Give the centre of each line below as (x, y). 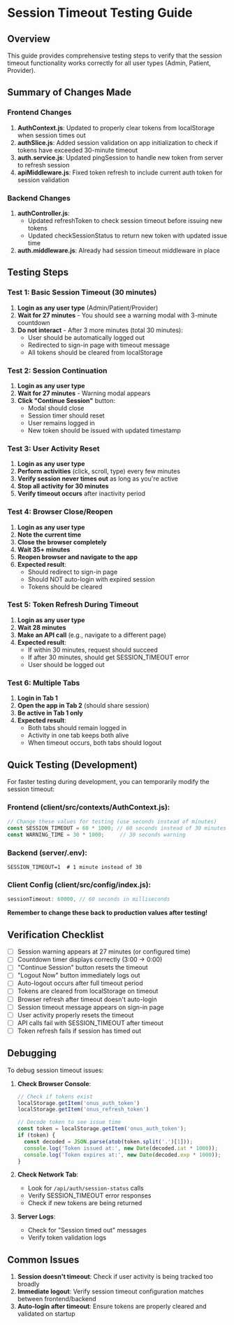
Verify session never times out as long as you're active (97, 479)
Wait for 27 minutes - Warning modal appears (84, 393)
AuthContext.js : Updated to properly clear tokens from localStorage (116, 128)
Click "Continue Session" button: (66, 400)
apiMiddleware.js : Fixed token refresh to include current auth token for (120, 172)
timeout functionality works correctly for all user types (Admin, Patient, (109, 63)
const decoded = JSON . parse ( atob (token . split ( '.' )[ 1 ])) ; (109, 1141)
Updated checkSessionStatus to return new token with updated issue (127, 235)
